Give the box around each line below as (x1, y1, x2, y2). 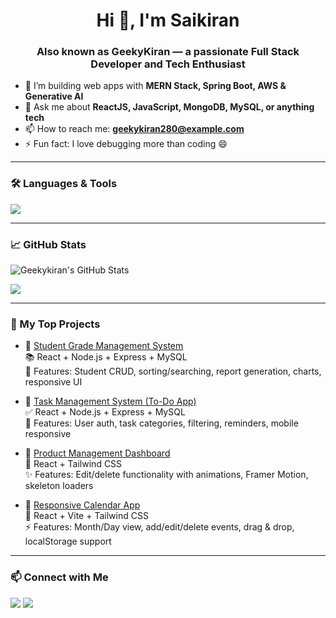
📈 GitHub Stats (10, 237, 87, 251)
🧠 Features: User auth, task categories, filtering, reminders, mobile (24, 417, 299, 429)
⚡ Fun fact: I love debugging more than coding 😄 (24, 138, 228, 150)
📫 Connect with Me (10, 570, 109, 584)
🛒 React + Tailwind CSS (24, 458, 123, 470)
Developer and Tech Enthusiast (90, 57, 246, 71)
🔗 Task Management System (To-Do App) (24, 395, 197, 408)
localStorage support (24, 535, 112, 548)
